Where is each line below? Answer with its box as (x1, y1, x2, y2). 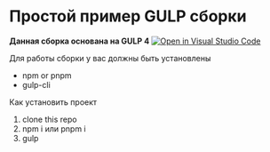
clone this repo (21, 114, 77, 124)
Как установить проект (9, 96, 98, 108)
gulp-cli (21, 79, 51, 90)
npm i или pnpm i (21, 123, 86, 134)
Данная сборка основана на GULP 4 (9, 36, 150, 46)
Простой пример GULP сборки (9, 6, 247, 27)
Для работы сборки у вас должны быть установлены (9, 52, 211, 63)
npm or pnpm (21, 69, 73, 81)
